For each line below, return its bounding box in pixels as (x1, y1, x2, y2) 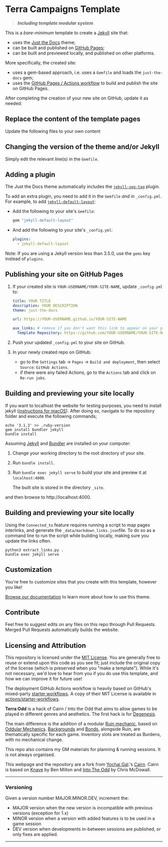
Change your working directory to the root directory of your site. (12, 450, 145, 456)
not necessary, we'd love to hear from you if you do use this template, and (5, 670, 158, 676)
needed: (5, 100, 22, 106)
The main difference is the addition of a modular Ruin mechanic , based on (5, 721, 157, 727)
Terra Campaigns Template (5, 3, 120, 15)
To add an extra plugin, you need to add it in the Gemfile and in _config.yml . (5, 193, 162, 199)
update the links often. (5, 537, 51, 543)
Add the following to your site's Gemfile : (12, 208, 95, 214)
